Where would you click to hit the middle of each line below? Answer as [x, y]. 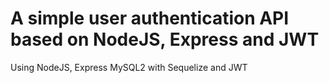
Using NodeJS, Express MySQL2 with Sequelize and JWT [129, 67]
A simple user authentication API [150, 18]
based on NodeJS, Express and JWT [165, 39]
